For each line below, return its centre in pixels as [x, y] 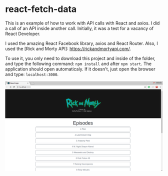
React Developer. [23, 33]
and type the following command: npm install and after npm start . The [78, 63]
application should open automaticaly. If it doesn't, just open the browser [80, 69]
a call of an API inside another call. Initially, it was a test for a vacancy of [79, 28]
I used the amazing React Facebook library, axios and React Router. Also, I [82, 43]
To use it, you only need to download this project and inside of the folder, [80, 58]
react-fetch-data [41, 9]
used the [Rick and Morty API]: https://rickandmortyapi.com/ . [68, 48]
